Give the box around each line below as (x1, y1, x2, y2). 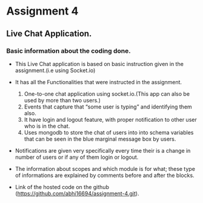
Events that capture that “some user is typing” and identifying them (24, 103, 192, 110)
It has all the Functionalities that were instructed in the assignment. (15, 78, 182, 85)
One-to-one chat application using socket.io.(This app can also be (24, 90, 190, 98)
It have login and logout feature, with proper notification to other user (24, 116, 197, 123)
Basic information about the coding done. (6, 47, 131, 55)
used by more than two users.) (24, 96, 101, 104)
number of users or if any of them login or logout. (15, 153, 139, 161)
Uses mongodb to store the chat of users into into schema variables (24, 128, 194, 136)
